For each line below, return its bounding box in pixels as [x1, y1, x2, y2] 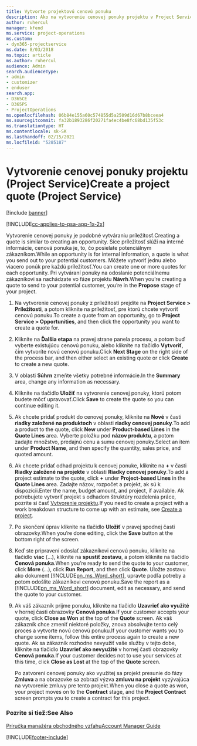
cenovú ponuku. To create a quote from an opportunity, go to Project [14, 311, 181, 318]
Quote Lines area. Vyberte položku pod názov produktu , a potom [14, 432, 174, 439]
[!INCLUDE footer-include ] [6, 734, 69, 741]
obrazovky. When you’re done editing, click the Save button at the [14, 529, 173, 537]
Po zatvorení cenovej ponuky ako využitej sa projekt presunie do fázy [14, 669, 183, 676]
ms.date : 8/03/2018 [6, 47, 54, 53]
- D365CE [6, 96, 28, 101]
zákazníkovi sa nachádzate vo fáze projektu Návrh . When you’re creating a [6, 275, 186, 282]
